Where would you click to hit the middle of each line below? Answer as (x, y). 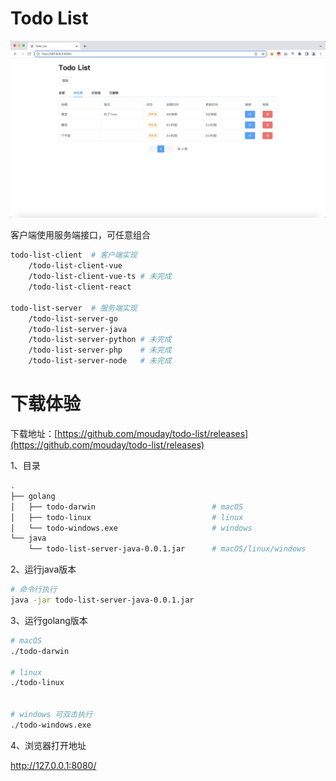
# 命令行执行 (33, 590)
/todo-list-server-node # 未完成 (100, 361)
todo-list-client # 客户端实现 (74, 255)
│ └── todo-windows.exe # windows (131, 528)
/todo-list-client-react (80, 287)
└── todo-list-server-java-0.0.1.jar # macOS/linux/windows (167, 549)
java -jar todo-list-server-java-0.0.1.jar (102, 600)
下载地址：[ (34, 433)
